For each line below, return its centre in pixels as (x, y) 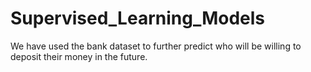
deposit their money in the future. (79, 56)
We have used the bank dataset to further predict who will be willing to (156, 46)
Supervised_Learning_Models (138, 18)
